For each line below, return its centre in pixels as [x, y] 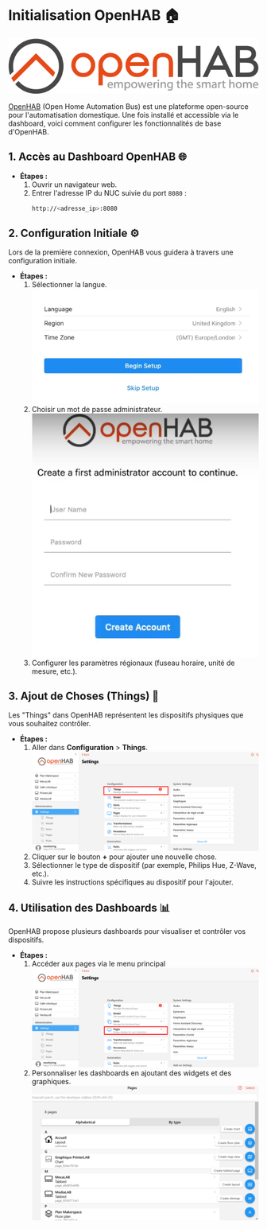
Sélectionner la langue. [69, 285]
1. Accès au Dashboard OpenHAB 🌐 [97, 157]
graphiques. [51, 1081]
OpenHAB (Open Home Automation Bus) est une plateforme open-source [128, 106]
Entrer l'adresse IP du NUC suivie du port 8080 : [109, 193]
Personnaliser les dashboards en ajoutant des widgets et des [132, 1073]
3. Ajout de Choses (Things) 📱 [84, 696]
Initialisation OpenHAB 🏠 [94, 16]
